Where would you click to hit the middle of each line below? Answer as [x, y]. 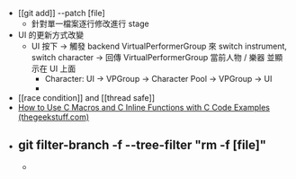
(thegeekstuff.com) [54, 117]
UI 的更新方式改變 [50, 35]
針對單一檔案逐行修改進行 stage [90, 23]
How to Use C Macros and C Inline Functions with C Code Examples [144, 107]
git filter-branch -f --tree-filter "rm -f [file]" [142, 145]
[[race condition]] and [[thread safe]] [86, 98]
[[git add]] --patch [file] [61, 13]
